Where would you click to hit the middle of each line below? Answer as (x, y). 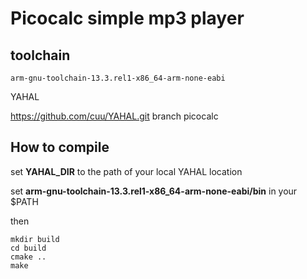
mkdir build (35, 239)
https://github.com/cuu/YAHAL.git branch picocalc (114, 116)
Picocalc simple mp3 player (127, 18)
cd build (28, 248)
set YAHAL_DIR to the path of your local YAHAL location (126, 171)
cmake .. (28, 257)
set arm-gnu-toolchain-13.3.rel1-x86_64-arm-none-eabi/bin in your (154, 191)
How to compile (60, 147)
